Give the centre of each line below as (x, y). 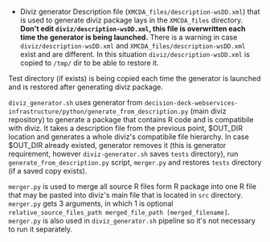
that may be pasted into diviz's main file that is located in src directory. (126, 195)
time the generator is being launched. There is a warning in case (129, 37)
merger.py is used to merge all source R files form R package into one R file (133, 187)
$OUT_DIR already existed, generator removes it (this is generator (117, 145)
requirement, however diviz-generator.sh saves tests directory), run (123, 154)
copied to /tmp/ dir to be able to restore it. (89, 63)
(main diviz (208, 111)
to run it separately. (41, 229)
